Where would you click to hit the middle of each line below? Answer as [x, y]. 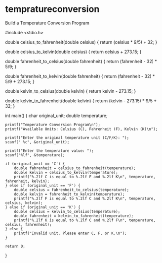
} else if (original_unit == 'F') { [43, 185]
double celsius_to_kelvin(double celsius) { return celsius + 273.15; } [73, 52]
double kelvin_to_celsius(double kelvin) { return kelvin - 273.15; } [71, 91]
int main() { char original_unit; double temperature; [56, 116]
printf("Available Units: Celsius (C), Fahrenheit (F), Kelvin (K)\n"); [81, 129]
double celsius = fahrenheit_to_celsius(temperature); [72, 190]
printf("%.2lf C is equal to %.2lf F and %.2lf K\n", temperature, [85, 177]
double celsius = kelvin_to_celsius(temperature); [67, 211]
